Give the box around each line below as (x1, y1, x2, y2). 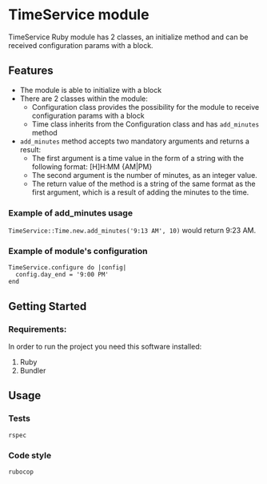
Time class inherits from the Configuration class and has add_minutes (31, 119, 260, 129)
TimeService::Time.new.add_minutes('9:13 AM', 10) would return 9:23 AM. (8, 226, 257, 236)
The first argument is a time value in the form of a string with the (31, 153, 244, 163)
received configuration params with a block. (8, 40, 153, 50)
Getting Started (8, 299, 87, 313)
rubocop (8, 468, 34, 476)
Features (8, 64, 54, 78)
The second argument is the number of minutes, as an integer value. (31, 170, 257, 179)
